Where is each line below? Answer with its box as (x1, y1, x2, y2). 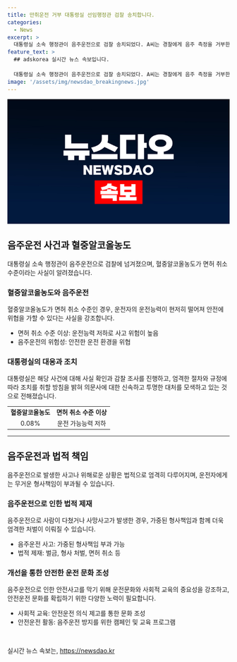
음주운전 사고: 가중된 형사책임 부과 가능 (17, 540, 126, 548)
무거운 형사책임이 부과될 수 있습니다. (14, 479, 115, 488)
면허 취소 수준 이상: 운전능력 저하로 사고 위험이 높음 (17, 329, 159, 338)
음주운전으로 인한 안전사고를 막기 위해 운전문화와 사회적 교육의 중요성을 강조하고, (7, 585, 230, 594)
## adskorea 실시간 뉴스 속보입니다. (13, 56, 110, 63)
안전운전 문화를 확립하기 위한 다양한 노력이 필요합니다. (7, 594, 157, 603)
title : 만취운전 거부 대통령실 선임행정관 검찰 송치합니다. (7, 11, 155, 18)
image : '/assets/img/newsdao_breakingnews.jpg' (7, 78, 150, 85)
